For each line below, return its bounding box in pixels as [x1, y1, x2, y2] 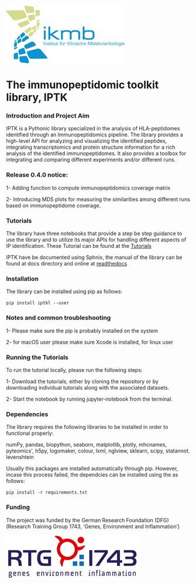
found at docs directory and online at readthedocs [6, 260, 128, 267]
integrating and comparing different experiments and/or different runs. [6, 156, 176, 163]
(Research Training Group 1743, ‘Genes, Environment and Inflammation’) [6, 523, 180, 530]
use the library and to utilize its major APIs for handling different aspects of [6, 236, 187, 243]
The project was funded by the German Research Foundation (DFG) [6, 516, 170, 523]
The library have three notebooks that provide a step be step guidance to [6, 230, 183, 237]
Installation [6, 275, 39, 283]
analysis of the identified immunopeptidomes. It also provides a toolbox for [6, 150, 187, 157]
